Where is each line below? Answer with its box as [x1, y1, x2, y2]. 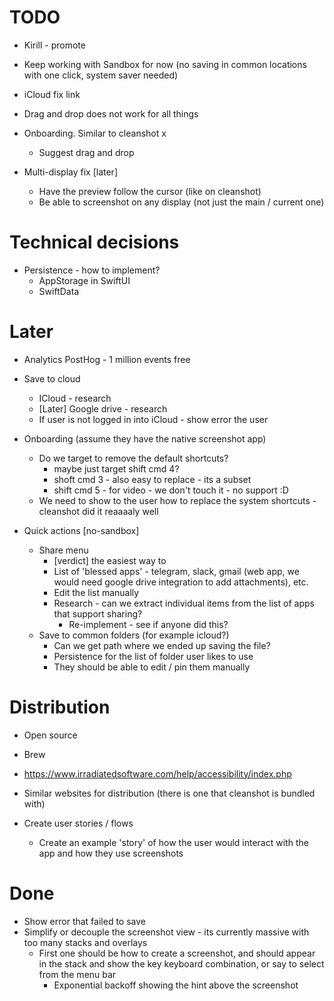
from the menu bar [38, 968, 117, 980]
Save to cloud [23, 372, 81, 385]
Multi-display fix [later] [23, 166, 118, 178]
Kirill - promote [23, 39, 86, 51]
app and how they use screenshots [38, 847, 184, 859]
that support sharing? [53, 607, 143, 620]
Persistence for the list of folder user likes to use [53, 650, 254, 662]
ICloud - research [38, 392, 112, 404]
